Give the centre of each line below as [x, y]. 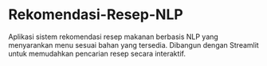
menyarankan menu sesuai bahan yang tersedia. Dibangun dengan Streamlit [133, 45]
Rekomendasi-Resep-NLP [96, 15]
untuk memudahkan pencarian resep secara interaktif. [97, 53]
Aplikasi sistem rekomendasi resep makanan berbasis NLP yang [114, 37]
